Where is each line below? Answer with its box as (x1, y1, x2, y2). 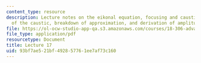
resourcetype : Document (6, 37, 66, 43)
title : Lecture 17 (6, 43, 52, 49)
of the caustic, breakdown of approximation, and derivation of (11, 20, 175, 26)
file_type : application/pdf (6, 31, 77, 37)
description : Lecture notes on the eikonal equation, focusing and (6, 14, 178, 20)
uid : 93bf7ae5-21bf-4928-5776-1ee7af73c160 (6, 48, 117, 54)
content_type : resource (6, 8, 66, 15)
